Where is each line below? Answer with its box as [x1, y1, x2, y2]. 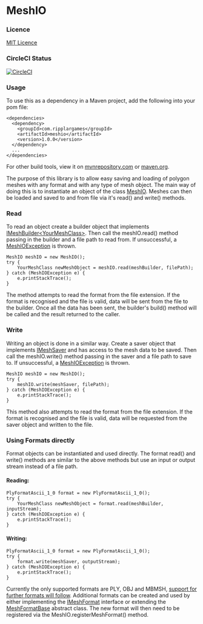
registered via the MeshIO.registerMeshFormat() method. [6, 611, 149, 619]
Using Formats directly [6, 436, 75, 444]
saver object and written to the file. [6, 421, 94, 428]
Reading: [6, 476, 30, 484]
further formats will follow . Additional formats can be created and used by [6, 592, 190, 599]
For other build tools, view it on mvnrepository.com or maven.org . [6, 163, 170, 171]
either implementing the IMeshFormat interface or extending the [6, 599, 167, 606]
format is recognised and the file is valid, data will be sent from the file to [6, 298, 188, 305]
